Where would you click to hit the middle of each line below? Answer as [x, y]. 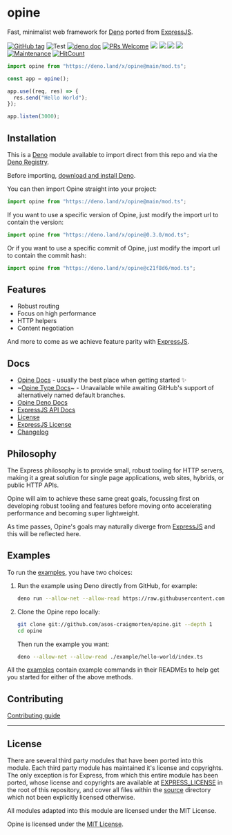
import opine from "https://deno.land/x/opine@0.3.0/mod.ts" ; [98, 235]
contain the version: [36, 222]
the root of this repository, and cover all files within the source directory [109, 790]
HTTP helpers [37, 321]
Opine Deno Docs [42, 403]
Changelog [33, 432]
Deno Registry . [28, 162]
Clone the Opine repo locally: [58, 612]
